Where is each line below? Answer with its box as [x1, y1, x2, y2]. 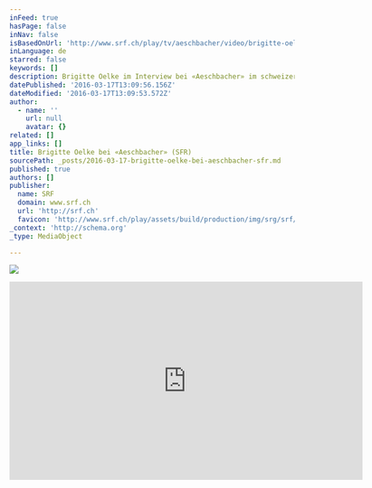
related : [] [9, 131, 54, 140]
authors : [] [9, 173, 54, 182]
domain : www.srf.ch [17, 198, 91, 208]
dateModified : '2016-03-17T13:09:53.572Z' [9, 89, 172, 98]
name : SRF [17, 190, 54, 199]
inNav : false [9, 30, 59, 39]
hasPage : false [9, 22, 67, 31]
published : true [9, 164, 71, 174]
